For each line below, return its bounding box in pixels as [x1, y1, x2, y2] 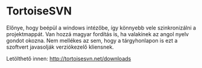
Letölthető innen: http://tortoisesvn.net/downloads [6, 55, 131, 62]
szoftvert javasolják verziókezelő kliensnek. [6, 43, 115, 51]
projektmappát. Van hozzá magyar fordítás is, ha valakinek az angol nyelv [6, 30, 189, 37]
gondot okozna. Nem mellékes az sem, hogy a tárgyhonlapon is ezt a [6, 37, 178, 44]
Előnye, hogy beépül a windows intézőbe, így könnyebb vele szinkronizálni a [6, 24, 197, 31]
